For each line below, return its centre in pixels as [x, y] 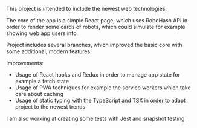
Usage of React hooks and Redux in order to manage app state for [97, 75]
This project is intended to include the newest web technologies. [87, 9]
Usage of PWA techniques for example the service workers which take [103, 88]
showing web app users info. [42, 33]
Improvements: [25, 63]
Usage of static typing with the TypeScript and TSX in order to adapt [100, 100]
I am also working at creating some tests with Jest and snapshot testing [95, 118]
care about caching [39, 94]
